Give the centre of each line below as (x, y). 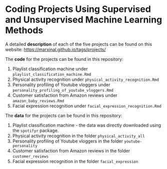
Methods (24, 30)
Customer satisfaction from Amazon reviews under (65, 95)
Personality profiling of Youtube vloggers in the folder (68, 141)
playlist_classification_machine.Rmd (52, 74)
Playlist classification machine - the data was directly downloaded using (87, 125)
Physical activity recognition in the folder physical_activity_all (78, 136)
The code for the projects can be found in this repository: (64, 59)
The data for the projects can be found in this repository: (64, 115)
